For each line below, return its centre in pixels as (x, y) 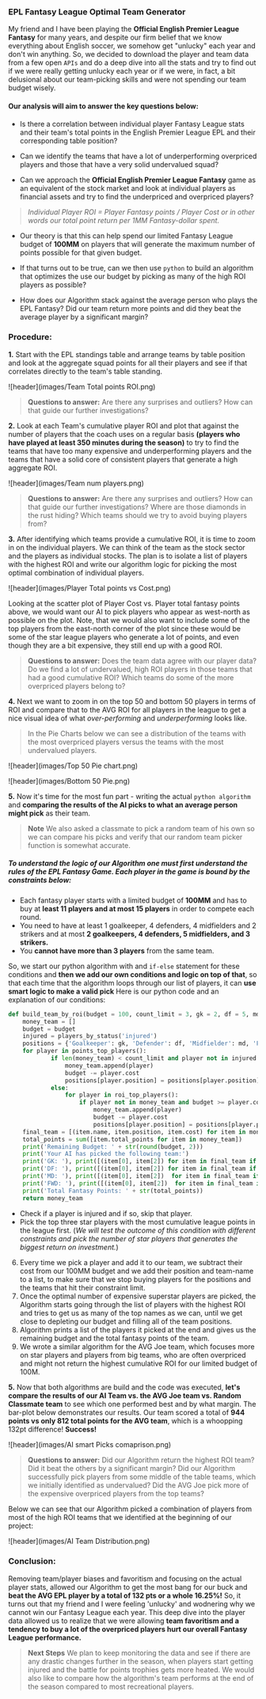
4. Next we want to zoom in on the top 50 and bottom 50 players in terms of (132, 701)
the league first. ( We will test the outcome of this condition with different (137, 1230)
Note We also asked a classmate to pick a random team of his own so (141, 828)
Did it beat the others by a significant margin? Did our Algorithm (131, 1468)
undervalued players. (62, 750)
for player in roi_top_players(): (122, 1095)
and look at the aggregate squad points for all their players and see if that (128, 363)
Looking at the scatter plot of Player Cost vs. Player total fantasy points (124, 603)
